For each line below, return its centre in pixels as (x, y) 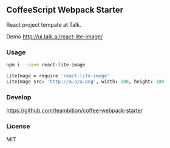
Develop (19, 97)
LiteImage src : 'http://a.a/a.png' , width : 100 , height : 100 (85, 82)
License (18, 126)
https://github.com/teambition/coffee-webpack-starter (75, 111)
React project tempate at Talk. (44, 24)
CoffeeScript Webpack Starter (65, 10)
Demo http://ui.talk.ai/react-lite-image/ (55, 37)
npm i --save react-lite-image (46, 65)
